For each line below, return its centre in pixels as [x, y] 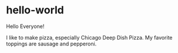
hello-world [35, 10]
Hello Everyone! [25, 26]
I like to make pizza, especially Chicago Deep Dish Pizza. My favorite [89, 37]
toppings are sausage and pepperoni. [51, 44]
